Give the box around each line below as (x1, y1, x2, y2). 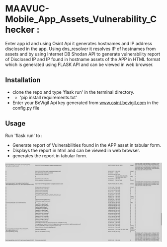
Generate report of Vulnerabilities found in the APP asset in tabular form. (12, 142, 162, 148)
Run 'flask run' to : (5, 132, 43, 138)
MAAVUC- (5, 3, 50, 14)
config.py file (12, 105, 40, 111)
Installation (5, 76, 41, 84)
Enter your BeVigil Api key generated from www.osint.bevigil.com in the (12, 100, 159, 106)
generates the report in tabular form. (12, 152, 87, 159)
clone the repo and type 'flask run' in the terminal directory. (12, 89, 135, 95)
